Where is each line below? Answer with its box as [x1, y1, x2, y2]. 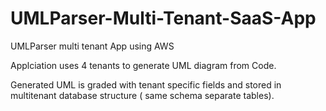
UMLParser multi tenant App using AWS [10, 40, 175, 52]
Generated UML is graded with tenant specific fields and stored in [10, 78, 282, 91]
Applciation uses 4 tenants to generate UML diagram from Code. [10, 59, 277, 71]
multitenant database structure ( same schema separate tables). [10, 89, 275, 101]
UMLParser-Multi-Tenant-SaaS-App [10, 7, 317, 30]
